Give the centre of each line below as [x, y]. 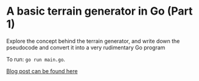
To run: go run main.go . [36, 59]
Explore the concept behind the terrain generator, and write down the [93, 41]
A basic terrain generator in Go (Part [100, 11]
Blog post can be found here [42, 71]
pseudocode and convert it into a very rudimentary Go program [86, 48]
